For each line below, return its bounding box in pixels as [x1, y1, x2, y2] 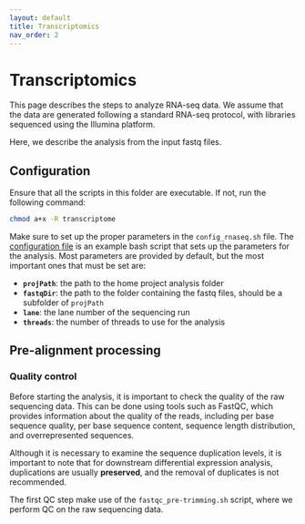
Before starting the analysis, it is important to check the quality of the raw [9, 391, 285, 402]
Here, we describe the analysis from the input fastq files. [9, 137, 222, 148]
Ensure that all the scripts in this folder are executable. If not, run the [9, 188, 267, 199]
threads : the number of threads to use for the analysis [22, 316, 226, 327]
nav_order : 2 [9, 30, 59, 39]
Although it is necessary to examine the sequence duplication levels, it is [9, 447, 282, 458]
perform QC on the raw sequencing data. [9, 503, 164, 515]
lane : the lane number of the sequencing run [22, 307, 191, 317]
